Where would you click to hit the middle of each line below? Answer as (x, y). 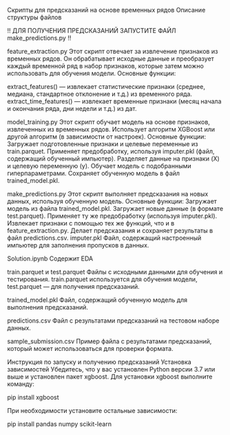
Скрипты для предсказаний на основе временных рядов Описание (106, 10)
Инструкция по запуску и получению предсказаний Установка (99, 362)
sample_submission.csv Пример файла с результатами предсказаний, (109, 341)
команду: (21, 384)
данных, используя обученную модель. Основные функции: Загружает (112, 201)
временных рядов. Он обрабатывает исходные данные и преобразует (111, 59)
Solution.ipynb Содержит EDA (50, 259)
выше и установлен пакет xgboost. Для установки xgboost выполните (110, 376)
